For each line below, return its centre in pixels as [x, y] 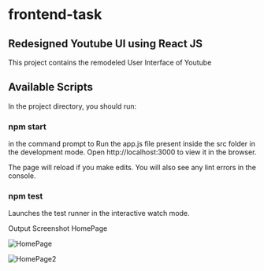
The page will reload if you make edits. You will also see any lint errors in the [132, 168]
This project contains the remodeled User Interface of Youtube [110, 62]
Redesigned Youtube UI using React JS [106, 44]
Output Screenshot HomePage [58, 228]
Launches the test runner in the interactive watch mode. [99, 213]
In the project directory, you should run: [73, 106]
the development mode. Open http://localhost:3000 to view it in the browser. [132, 152]
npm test [26, 196]
